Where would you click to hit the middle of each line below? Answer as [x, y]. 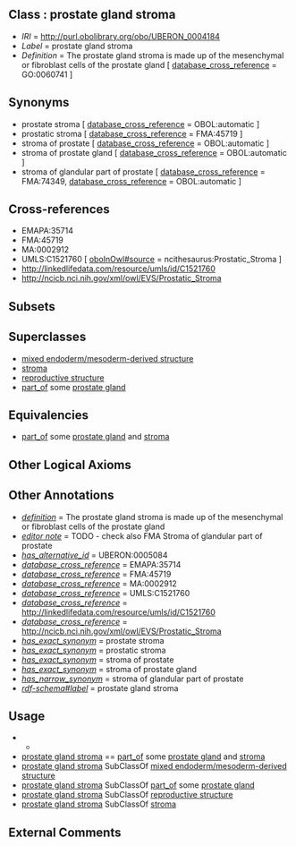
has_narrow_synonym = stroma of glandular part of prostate [132, 679]
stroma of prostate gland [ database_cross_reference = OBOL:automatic [154, 152]
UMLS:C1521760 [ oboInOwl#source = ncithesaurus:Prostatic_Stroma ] [152, 260]
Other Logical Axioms [70, 465]
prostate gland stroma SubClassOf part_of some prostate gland [138, 785]
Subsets [32, 307]
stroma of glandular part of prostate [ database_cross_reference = [143, 171]
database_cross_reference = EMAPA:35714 [101, 564]
